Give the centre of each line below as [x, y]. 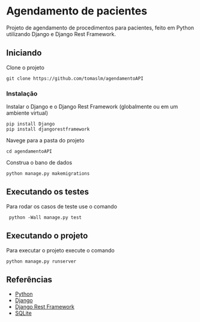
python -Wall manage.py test [45, 217]
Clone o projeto [26, 67]
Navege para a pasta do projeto [45, 141]
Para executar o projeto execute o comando [61, 250]
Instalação [22, 93]
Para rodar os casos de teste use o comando [62, 206]
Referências [29, 280]
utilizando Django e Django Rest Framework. [61, 34]
